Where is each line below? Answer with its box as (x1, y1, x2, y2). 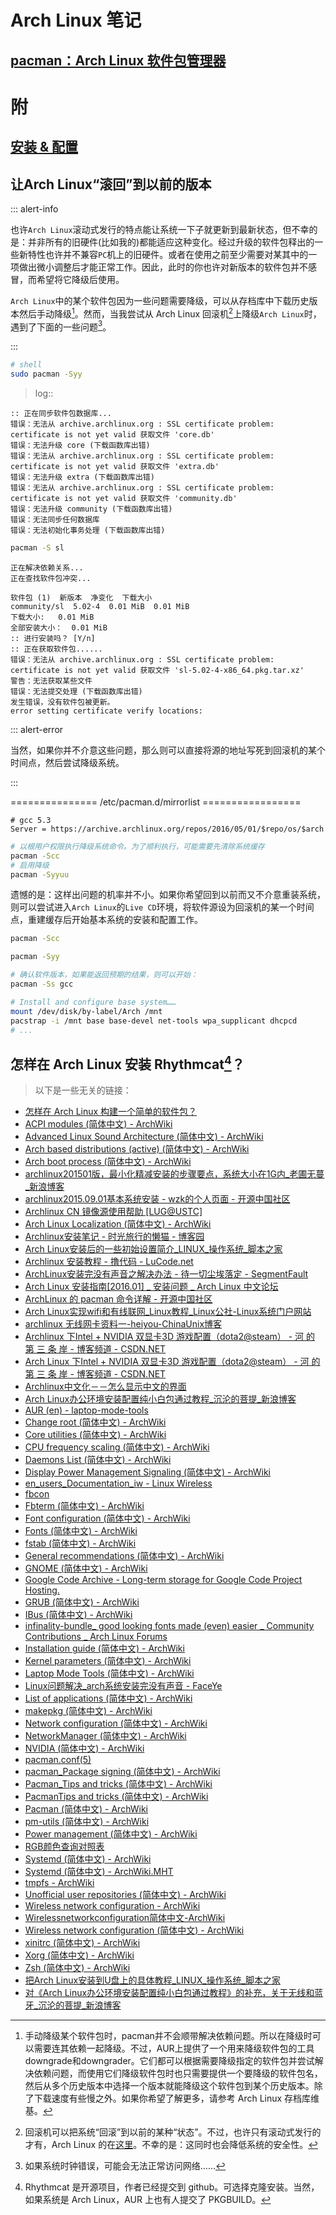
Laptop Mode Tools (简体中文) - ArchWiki (24, 1667, 195, 1680)
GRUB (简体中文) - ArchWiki (24, 1596, 140, 1608)
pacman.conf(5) (24, 1754, 92, 1766)
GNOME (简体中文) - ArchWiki (24, 1562, 148, 1575)
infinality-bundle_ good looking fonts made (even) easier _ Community (24, 1620, 315, 1632)
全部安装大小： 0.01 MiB (10, 622, 108, 633)
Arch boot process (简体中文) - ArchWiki (24, 1156, 192, 1168)
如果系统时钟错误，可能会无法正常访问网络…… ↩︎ (24, 2160, 227, 2172)
